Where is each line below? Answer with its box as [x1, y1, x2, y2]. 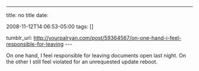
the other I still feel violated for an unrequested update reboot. [6, 58, 158, 65]
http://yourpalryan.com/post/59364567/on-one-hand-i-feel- [33, 35, 182, 41]
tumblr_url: [6, 35, 33, 41]
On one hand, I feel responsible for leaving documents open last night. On [6, 52, 187, 59]
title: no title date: [6, 12, 49, 18]
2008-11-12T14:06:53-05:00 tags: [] [6, 23, 94, 30]
